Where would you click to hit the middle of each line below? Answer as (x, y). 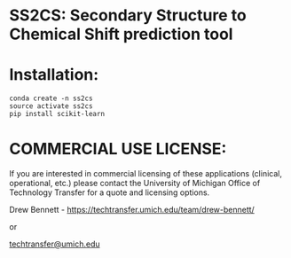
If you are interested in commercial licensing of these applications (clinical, (145, 174)
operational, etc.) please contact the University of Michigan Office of (135, 184)
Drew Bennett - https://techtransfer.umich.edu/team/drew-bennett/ (132, 210)
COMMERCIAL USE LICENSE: (118, 149)
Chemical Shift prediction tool (121, 34)
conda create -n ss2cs (51, 98)
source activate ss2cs (51, 106)
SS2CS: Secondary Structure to (128, 16)
